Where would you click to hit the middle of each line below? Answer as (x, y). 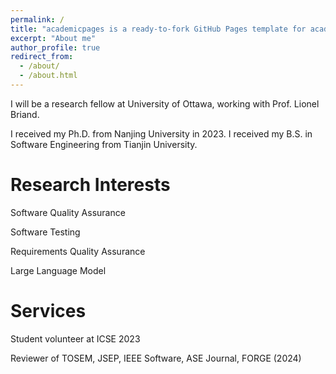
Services (48, 311)
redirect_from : (42, 57)
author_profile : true (55, 47)
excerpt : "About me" (53, 38)
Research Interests (90, 185)
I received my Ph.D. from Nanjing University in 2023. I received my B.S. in (161, 133)
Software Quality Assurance (68, 212)
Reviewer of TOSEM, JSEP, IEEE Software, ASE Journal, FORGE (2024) (156, 358)
